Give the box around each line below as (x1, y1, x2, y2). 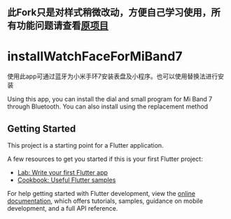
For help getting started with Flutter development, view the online (7, 190, 196, 198)
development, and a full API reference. (7, 204, 118, 213)
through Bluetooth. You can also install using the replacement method (7, 102, 209, 111)
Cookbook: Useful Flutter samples (17, 176, 116, 184)
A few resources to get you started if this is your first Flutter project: (7, 155, 203, 163)
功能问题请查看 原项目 (16, 20, 108, 31)
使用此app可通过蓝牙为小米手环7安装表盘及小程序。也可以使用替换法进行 (7, 72, 218, 80)
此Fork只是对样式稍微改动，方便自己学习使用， (7, 6, 211, 19)
